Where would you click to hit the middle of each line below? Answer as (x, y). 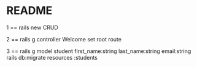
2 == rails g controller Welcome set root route (64, 39)
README (29, 11)
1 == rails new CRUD (32, 27)
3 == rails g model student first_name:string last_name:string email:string (99, 51)
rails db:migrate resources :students (52, 57)
